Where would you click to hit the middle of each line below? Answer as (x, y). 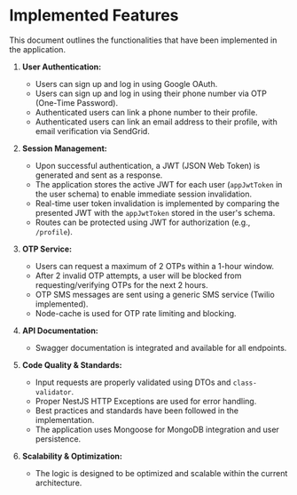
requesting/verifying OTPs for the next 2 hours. (121, 284)
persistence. (58, 439)
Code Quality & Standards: (72, 364)
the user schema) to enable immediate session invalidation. (144, 194)
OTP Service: (47, 249)
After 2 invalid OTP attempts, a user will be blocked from (138, 275)
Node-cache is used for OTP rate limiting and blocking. (136, 313)
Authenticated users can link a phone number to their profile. (146, 112)
